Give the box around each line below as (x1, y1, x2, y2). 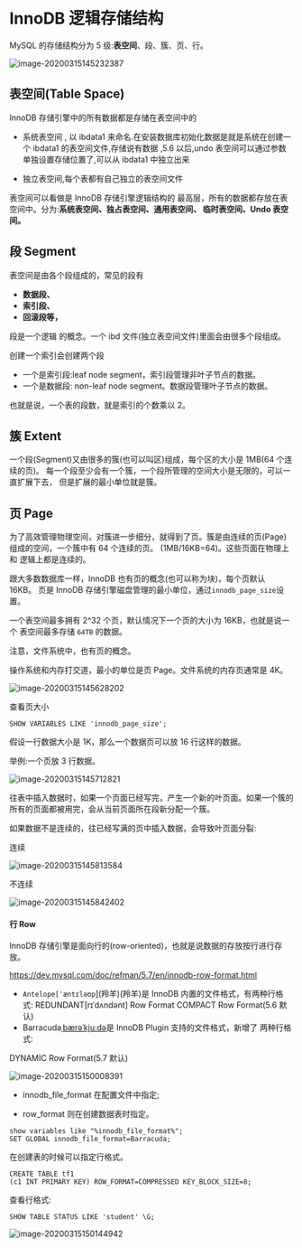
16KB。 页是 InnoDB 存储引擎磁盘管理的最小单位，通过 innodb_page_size (9, 585, 277, 596)
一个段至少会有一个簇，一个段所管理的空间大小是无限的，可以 (53, 465, 284, 476)
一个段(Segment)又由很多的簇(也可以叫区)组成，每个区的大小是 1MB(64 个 (9, 454, 285, 465)
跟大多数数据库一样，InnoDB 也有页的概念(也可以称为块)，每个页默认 (9, 573, 266, 584)
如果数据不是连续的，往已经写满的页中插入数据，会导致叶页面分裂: (9, 823, 257, 834)
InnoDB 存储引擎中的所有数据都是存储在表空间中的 (9, 112, 197, 123)
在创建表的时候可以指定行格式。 (9, 1151, 128, 1162)
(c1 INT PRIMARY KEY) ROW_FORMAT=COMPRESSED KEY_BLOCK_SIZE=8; (9, 1178, 252, 1187)
